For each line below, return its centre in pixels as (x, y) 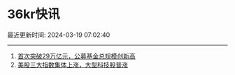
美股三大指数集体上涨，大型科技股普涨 (72, 65)
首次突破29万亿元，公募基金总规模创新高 (77, 56)
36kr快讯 (34, 14)
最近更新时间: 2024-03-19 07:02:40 (59, 35)
